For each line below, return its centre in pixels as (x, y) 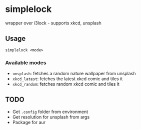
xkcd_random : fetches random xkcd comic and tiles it (66, 84)
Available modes (26, 62)
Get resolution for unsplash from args (51, 117)
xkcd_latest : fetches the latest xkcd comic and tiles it (67, 79)
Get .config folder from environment (50, 112)
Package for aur (29, 122)
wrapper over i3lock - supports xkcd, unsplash (53, 23)
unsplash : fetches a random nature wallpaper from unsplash (74, 74)
